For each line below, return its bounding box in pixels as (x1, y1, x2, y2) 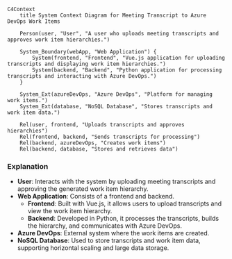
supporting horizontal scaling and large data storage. (17, 244, 169, 252)
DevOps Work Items (7, 18, 60, 25)
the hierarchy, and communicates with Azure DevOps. (27, 222, 183, 230)
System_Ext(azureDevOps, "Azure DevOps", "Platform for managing (19, 91, 213, 98)
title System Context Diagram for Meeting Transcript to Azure (19, 12, 207, 19)
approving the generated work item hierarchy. (17, 185, 149, 193)
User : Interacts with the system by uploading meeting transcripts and (17, 177, 216, 186)
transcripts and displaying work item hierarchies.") (7, 60, 167, 67)
